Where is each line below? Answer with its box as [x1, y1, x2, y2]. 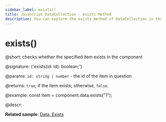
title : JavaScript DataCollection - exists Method [5, 12, 112, 17]
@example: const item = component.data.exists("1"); [5, 92, 113, 98]
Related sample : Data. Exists [5, 112, 64, 118]
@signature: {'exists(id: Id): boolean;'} [5, 64, 83, 70]
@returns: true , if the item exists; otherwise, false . [5, 82, 109, 89]
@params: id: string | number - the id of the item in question [5, 73, 132, 79]
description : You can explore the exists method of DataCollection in [5, 16, 154, 21]
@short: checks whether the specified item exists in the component [5, 54, 143, 60]
